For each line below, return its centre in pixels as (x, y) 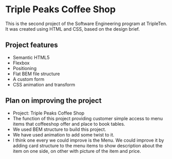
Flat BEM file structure (36, 74)
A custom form (28, 79)
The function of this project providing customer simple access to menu (88, 118)
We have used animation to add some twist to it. (63, 134)
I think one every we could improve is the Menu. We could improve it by (88, 140)
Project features (32, 45)
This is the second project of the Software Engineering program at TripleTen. (86, 24)
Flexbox (21, 63)
